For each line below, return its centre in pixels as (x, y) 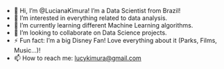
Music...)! (27, 50)
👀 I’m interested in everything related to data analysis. (91, 18)
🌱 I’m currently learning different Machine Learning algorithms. (103, 25)
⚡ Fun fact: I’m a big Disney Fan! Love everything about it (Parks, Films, (115, 40)
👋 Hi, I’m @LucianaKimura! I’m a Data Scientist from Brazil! (97, 11)
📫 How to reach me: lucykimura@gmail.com (78, 58)
